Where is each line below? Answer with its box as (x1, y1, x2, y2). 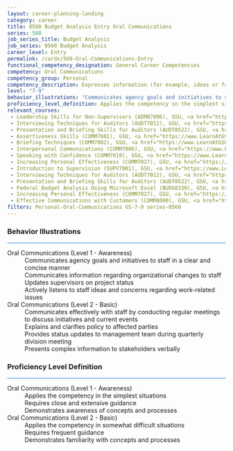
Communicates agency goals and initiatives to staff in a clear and (24, 256, 211, 264)
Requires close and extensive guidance (24, 399, 137, 407)
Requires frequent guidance (24, 428, 105, 437)
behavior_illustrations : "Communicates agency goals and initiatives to (7, 94, 222, 101)
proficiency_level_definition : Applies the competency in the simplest (7, 101, 218, 108)
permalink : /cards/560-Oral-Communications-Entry (7, 56, 154, 62)
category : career (7, 17, 58, 24)
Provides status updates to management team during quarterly (24, 330, 204, 339)
